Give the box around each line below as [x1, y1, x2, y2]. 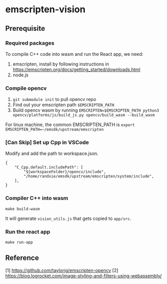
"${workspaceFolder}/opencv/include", [23, 169, 106, 175]
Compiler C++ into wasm [5, 195, 68, 202]
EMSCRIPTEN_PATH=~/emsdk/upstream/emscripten [5, 127, 104, 132]
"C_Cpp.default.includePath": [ [14, 165, 83, 170]
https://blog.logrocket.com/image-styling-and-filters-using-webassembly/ [5, 273, 162, 279]
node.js [12, 72, 29, 78]
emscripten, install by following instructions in [12, 60, 109, 67]
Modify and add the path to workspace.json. [5, 150, 99, 157]
